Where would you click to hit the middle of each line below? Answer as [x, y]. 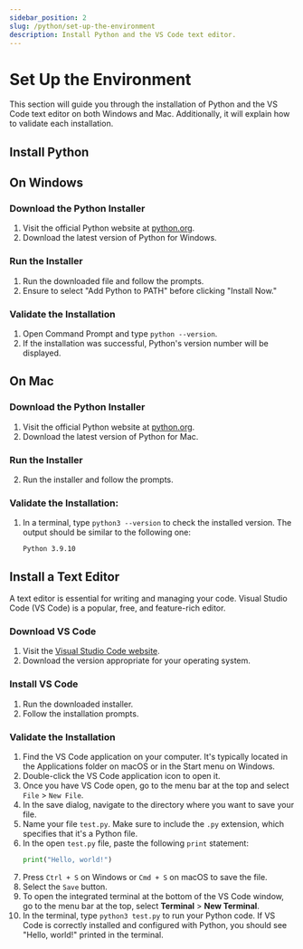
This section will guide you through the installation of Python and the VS [144, 104]
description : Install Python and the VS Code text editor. [123, 34]
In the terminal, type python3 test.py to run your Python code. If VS [149, 916]
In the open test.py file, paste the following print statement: [135, 843]
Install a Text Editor [65, 577]
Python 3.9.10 [49, 549]
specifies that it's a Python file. [80, 833]
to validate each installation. [62, 124]
